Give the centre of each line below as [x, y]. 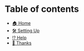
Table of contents [42, 9]
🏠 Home [21, 23]
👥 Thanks [22, 43]
